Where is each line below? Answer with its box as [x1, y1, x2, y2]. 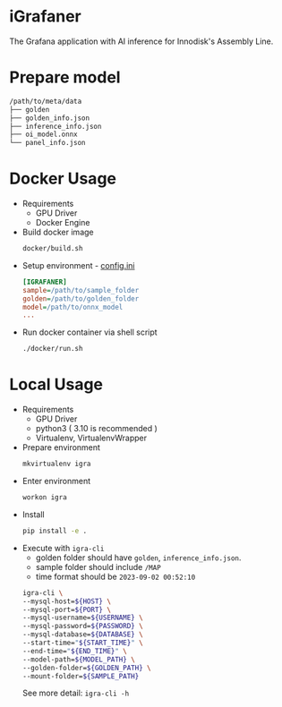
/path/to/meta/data [9, 97, 82, 106]
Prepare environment [21, 442, 101, 453]
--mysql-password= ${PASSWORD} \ [21, 622, 143, 631]
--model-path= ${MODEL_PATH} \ [21, 655, 136, 664]
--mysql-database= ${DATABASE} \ [21, 630, 143, 639]
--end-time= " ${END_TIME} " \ [21, 646, 127, 655]
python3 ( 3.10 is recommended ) [35, 423, 158, 434]
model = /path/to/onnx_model [21, 302, 124, 311]
